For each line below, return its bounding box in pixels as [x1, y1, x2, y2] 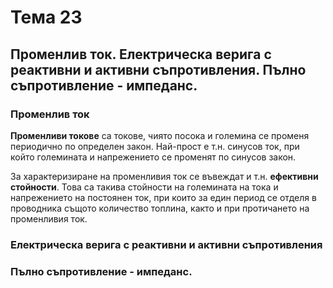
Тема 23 [10, 6, 83, 29]
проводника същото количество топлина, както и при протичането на [10, 202, 310, 214]
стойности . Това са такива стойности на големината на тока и [10, 181, 279, 193]
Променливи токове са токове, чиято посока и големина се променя [10, 129, 310, 141]
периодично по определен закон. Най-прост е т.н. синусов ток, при [10, 140, 300, 152]
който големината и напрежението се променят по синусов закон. [10, 151, 297, 163]
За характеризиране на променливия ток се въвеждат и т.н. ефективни [10, 170, 319, 182]
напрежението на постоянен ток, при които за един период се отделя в [10, 191, 317, 203]
